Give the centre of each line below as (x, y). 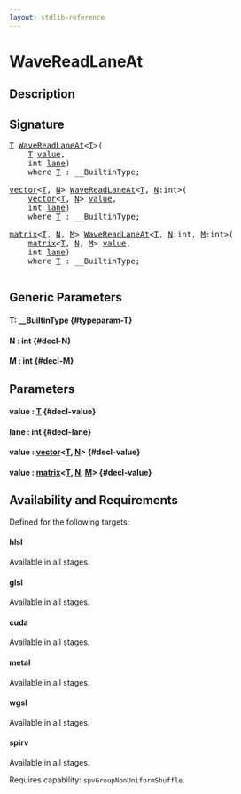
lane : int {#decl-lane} (50, 431)
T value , (47, 155)
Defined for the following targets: (70, 522)
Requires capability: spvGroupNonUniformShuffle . (97, 780)
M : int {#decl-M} (42, 361)
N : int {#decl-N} (40, 341)
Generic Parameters (66, 297)
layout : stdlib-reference (57, 17)
